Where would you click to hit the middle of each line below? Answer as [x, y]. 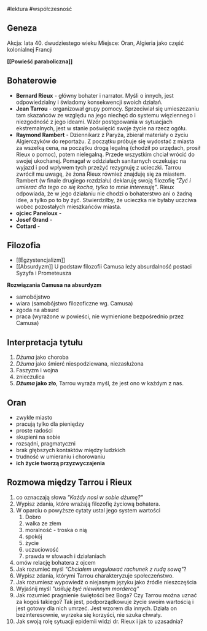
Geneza [22, 28]
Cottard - [28, 226]
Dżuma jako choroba [42, 357]
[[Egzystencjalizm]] [41, 260]
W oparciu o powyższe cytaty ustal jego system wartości [88, 510]
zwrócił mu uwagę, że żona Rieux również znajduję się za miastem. [101, 174]
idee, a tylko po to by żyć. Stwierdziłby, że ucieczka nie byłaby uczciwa [106, 200]
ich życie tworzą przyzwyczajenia [60, 463]
